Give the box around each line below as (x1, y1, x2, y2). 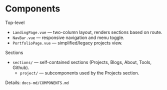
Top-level (5, 19, 25, 25)
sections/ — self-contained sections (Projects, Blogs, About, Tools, (12, 59, 152, 65)
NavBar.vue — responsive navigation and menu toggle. (12, 34, 124, 40)
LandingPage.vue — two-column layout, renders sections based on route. (12, 29, 162, 35)
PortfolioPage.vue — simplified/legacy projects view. (12, 39, 122, 45)
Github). (12, 64, 29, 70)
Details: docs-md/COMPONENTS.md (5, 79, 69, 85)
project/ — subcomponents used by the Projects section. (19, 69, 139, 75)
